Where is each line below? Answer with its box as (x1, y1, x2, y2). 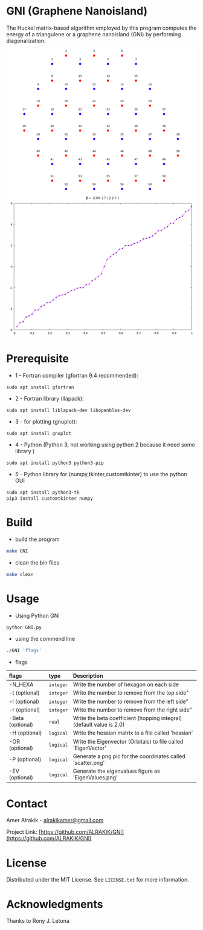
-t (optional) (8, 689, 40, 696)
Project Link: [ (6, 828, 41, 836)
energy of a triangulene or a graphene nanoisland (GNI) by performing (6, 30, 181, 38)
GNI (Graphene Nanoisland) (6, 4, 148, 18)
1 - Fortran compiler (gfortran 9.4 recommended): (14, 372, 139, 379)
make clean (6, 571, 34, 577)
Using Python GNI (14, 612, 60, 619)
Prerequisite (6, 352, 69, 365)
